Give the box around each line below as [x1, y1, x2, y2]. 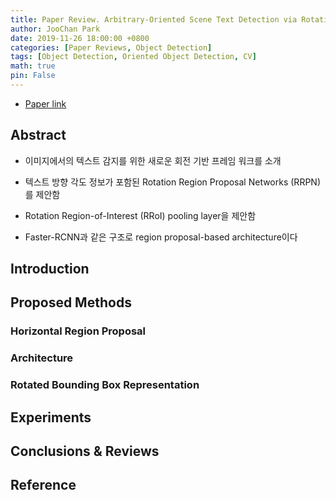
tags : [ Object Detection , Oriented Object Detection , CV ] [10, 52, 257, 62]
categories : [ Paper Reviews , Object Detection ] [10, 42, 213, 53]
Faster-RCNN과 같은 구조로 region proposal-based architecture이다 [24, 231, 298, 243]
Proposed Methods [10, 294, 132, 311]
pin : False [10, 71, 56, 81]
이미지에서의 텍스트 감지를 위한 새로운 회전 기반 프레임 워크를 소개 [24, 154, 282, 166]
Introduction [10, 261, 90, 278]
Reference [10, 477, 77, 494]
